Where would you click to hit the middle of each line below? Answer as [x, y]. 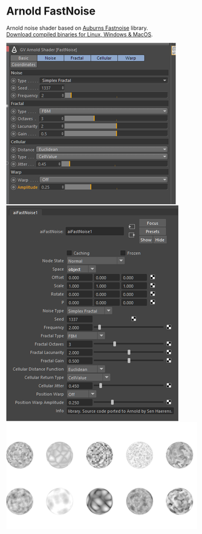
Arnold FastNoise [51, 11]
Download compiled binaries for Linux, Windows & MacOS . [80, 34]
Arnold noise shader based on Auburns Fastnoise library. [77, 28]
